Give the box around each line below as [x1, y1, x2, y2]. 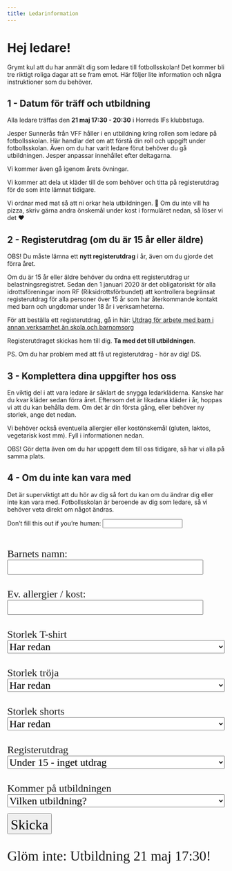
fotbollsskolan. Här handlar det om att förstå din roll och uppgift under [7, 136, 206, 145]
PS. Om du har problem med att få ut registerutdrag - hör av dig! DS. [7, 350, 202, 359]
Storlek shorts [7, 705, 65, 717]
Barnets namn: [7, 548, 68, 559]
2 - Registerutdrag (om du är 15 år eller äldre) [7, 233, 204, 246]
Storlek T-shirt [7, 628, 68, 640]
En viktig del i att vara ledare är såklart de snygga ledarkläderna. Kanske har [7, 388, 224, 397]
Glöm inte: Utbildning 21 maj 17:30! [7, 847, 211, 864]
